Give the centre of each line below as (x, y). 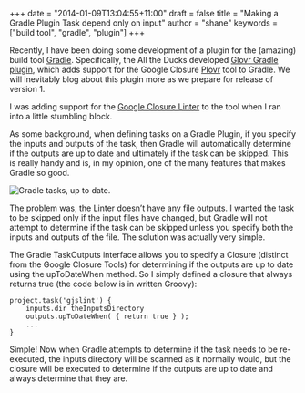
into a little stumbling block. (61, 116)
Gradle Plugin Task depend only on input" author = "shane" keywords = (144, 23)
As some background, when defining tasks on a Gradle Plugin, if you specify (153, 134)
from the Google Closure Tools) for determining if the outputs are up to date (152, 264)
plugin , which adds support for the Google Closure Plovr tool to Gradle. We (150, 69)
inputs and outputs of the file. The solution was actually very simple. (137, 237)
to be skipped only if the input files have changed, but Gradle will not (138, 217)
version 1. (27, 89)
